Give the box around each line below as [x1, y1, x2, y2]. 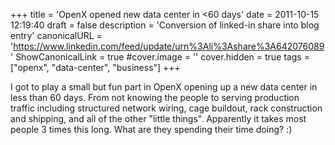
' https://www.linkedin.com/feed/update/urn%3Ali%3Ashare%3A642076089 [10, 40, 325, 52]
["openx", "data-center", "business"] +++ [10, 62, 181, 73]
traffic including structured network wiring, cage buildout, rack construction [10, 102, 323, 114]
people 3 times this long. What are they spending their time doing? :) [10, 124, 293, 135]
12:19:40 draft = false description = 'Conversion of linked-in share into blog [10, 19, 320, 31]
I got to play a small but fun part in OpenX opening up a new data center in [10, 81, 318, 93]
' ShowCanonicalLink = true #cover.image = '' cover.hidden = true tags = [10, 51, 310, 63]
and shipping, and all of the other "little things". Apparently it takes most [10, 113, 307, 124]
